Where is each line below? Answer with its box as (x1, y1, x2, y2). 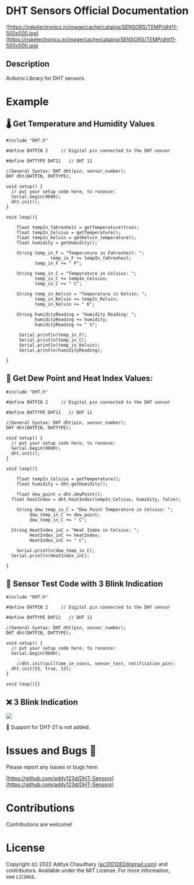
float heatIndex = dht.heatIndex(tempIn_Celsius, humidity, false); (11, 496, 181, 502)
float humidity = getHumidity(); (16, 240, 98, 246)
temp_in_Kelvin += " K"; (34, 301, 95, 307)
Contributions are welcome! (6, 821, 73, 828)
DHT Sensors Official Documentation (6, 4, 189, 18)
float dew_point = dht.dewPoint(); (16, 491, 103, 497)
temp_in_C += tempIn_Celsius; (34, 276, 108, 281)
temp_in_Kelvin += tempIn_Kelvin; (34, 296, 118, 302)
